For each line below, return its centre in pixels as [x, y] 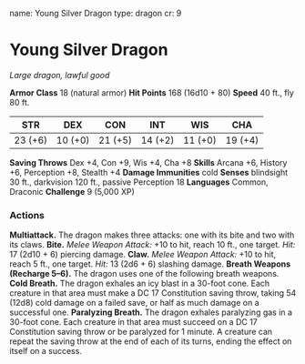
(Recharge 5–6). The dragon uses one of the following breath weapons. [144, 274]
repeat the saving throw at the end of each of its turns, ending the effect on [151, 341]
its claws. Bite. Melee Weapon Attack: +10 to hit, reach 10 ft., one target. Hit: [152, 245]
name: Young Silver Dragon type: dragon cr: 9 [96, 13]
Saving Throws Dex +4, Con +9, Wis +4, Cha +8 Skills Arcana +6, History [148, 162]
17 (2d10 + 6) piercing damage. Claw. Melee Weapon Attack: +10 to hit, [143, 255]
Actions [27, 215]
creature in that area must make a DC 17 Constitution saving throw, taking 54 [153, 293]
